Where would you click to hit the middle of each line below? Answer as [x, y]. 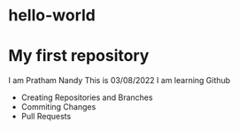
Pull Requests [46, 117]
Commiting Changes [58, 107]
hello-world [52, 15]
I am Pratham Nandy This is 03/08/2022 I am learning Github [119, 80]
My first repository [79, 56]
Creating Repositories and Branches [87, 97]
